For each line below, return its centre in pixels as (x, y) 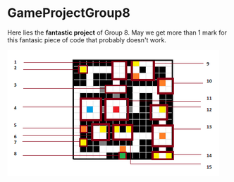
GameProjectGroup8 (69, 13)
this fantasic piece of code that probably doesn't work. (87, 40)
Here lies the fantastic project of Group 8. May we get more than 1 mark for (117, 32)
